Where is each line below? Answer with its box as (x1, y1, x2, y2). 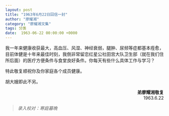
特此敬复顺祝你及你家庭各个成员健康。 (5, 68, 84, 74)
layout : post (5, 7, 33, 12)
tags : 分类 (5, 26, 27, 31)
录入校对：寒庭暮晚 (17, 105, 58, 111)
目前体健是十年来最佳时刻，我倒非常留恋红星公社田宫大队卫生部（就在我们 (5, 51, 159, 57)
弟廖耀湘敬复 (137, 89, 164, 95)
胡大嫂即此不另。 (5, 78, 41, 84)
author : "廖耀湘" (5, 16, 39, 21)
